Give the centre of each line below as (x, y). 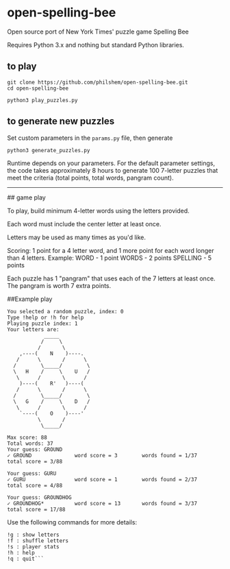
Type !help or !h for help (46, 317)
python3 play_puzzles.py (42, 100)
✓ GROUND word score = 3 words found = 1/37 (102, 455)
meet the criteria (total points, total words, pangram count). (90, 178)
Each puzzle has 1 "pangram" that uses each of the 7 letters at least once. (111, 278)
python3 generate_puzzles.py (49, 150)
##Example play (30, 299)
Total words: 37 (30, 444)
